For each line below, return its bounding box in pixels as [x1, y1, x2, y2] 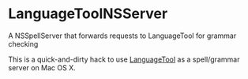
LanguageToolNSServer [8, 5, 168, 23]
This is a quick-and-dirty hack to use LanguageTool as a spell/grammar [8, 55, 240, 64]
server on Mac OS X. [8, 62, 77, 72]
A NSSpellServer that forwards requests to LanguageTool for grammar [8, 31, 237, 40]
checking [8, 39, 39, 48]
